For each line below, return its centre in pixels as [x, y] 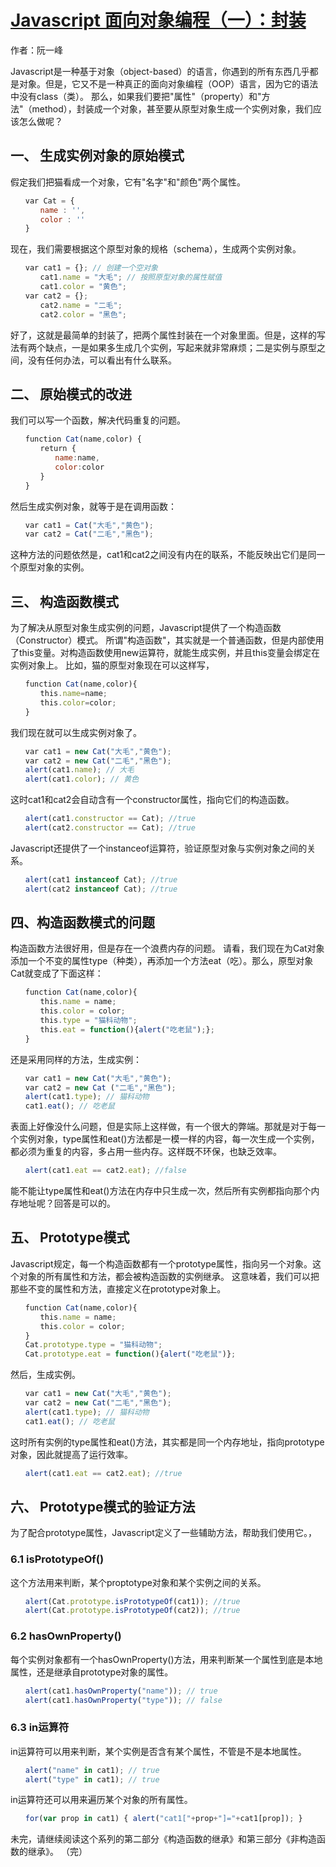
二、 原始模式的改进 [71, 394]
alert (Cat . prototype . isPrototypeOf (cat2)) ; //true [132, 1611]
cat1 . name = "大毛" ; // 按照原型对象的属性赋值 [131, 277]
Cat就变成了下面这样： [57, 973]
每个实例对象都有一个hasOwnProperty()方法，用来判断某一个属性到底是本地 [166, 1659]
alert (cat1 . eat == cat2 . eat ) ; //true [103, 1473]
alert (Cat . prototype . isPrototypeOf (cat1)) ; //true [132, 1601]
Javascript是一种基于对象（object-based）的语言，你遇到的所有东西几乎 [160, 71]
